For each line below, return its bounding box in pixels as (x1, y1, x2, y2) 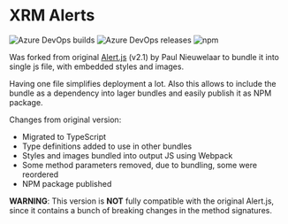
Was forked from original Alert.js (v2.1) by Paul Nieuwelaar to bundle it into (9, 51, 280, 62)
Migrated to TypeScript (21, 131, 107, 142)
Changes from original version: (9, 114, 122, 125)
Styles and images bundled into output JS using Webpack (21, 150, 233, 160)
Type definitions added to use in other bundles (21, 141, 193, 151)
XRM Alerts (9, 5, 95, 26)
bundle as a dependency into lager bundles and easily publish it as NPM (9, 88, 272, 98)
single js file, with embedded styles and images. (9, 61, 184, 72)
